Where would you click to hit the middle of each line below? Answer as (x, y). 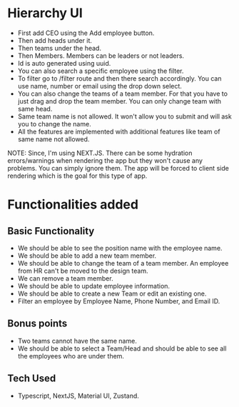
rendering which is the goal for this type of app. (77, 176)
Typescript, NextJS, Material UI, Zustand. (78, 396)
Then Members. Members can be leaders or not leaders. (101, 56)
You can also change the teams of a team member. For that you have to (123, 94)
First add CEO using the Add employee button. (86, 33)
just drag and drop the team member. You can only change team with (119, 101)
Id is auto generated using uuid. (64, 63)
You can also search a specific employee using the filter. (101, 71)
